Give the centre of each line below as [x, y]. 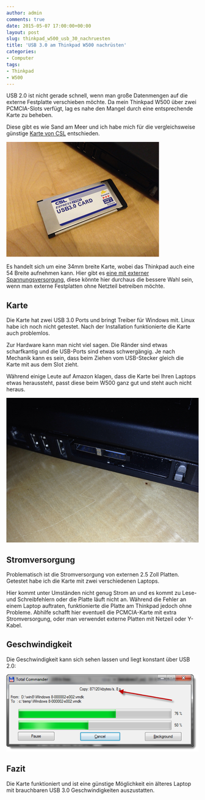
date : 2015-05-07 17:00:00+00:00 [49, 26]
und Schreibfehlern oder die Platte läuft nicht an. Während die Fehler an [96, 599]
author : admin [24, 13]
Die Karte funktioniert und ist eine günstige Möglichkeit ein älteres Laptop [99, 783]
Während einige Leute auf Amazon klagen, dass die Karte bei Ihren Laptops [101, 376]
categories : [21, 52]
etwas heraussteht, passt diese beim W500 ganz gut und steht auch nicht [99, 383]
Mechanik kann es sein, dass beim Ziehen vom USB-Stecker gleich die [95, 358]
